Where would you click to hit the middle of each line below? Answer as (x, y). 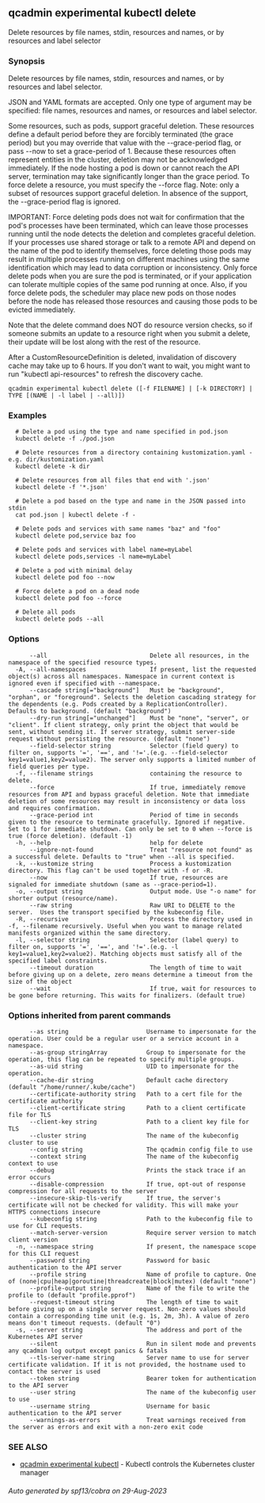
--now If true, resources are (128, 878)
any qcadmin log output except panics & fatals (88, 1351)
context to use (33, 1164)
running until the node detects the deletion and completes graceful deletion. (132, 234)
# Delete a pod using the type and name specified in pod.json (121, 432)
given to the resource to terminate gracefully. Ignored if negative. (127, 822)
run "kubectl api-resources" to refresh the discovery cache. (106, 374)
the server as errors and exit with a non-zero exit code (106, 1427)
